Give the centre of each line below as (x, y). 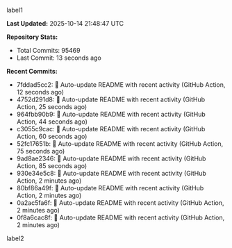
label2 (15, 238)
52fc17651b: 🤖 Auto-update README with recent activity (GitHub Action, (120, 144)
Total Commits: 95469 (48, 50)
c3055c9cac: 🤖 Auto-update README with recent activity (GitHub (111, 129)
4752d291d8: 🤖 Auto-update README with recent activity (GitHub (111, 99)
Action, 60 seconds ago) (52, 136)
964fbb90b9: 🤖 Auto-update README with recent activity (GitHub (111, 114)
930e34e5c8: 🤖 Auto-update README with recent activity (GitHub (111, 173)
